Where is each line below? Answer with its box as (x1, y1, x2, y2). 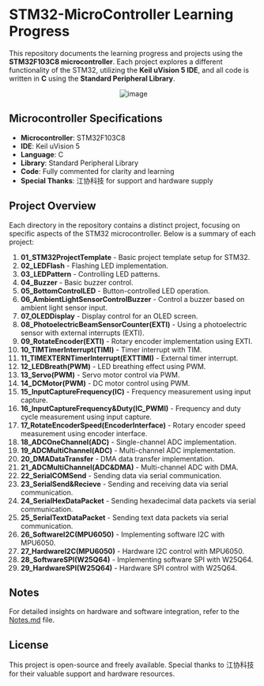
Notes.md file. (9, 615, 55, 625)
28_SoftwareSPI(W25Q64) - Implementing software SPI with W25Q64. (20, 555, 254, 564)
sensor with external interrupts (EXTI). (20, 328, 145, 337)
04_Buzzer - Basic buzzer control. (20, 277, 134, 287)
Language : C (20, 149, 64, 159)
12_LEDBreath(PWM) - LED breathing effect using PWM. (20, 361, 206, 371)
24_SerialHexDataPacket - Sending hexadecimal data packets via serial (20, 496, 256, 505)
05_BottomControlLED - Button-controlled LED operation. (20, 286, 210, 296)
